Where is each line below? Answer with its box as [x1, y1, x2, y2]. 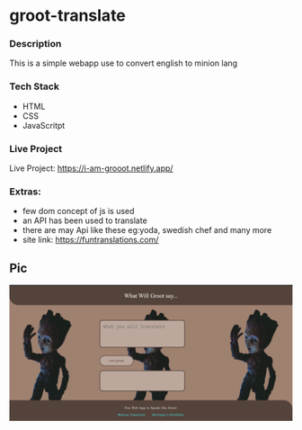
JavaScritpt [22, 120, 66, 130]
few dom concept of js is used [22, 206, 135, 217]
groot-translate [9, 5, 126, 26]
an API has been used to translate [22, 215, 148, 226]
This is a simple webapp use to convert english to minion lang [9, 58, 238, 68]
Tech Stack [9, 80, 60, 93]
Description [9, 38, 62, 50]
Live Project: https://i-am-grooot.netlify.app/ [9, 163, 173, 174]
